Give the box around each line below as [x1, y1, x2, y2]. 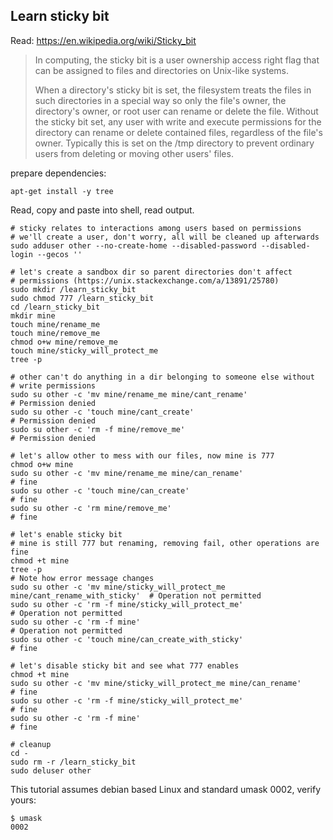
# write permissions [10, 380, 97, 391]
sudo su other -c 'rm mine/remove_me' [10, 503, 172, 513]
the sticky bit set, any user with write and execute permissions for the [34, 115, 322, 128]
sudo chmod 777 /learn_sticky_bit [10, 293, 155, 303]
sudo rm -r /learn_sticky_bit [10, 757, 137, 767]
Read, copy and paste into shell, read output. [10, 204, 195, 216]
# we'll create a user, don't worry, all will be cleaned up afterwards [10, 232, 320, 242]
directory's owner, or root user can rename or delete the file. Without [34, 105, 319, 117]
